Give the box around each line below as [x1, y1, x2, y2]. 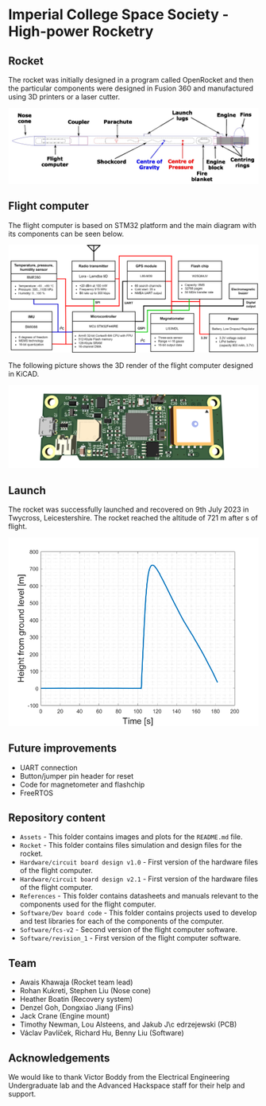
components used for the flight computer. [19, 899, 156, 909]
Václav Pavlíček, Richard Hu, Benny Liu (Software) [19, 1028, 184, 1038]
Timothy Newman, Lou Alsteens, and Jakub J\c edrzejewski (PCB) [19, 1019, 237, 1030]
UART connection [19, 763, 78, 772]
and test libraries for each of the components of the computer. [19, 916, 225, 926]
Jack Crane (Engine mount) [19, 1011, 110, 1021]
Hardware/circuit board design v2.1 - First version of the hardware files [19, 874, 258, 884]
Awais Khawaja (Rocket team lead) [19, 977, 133, 987]
